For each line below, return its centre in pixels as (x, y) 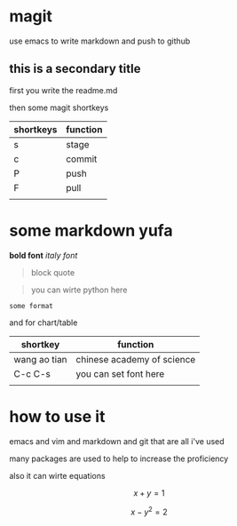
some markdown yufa (91, 231)
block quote (53, 272)
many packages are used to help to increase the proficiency (119, 458)
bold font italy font (43, 255)
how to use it (57, 416)
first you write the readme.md (63, 90)
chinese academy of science (136, 359)
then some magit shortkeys (59, 108)
